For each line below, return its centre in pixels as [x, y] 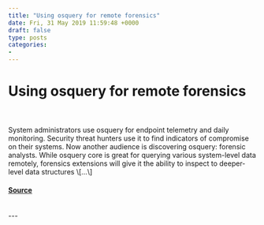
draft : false [30, 30]
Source [20, 189]
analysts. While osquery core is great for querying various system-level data [132, 155]
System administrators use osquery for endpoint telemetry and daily [119, 129]
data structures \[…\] [59, 171]
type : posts [28, 37]
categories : [28, 45]
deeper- [232, 163]
